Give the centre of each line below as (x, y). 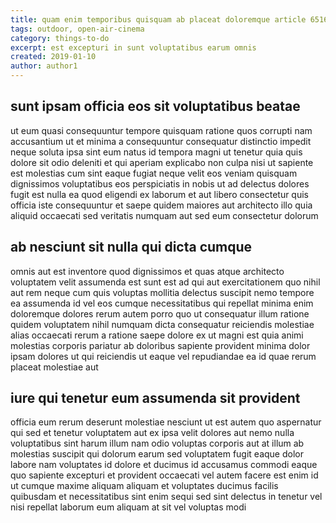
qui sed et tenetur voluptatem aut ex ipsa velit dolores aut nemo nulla (152, 433)
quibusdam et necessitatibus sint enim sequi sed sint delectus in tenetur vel (166, 497)
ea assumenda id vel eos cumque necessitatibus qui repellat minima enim (162, 303)
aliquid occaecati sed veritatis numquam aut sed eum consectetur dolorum (164, 215)
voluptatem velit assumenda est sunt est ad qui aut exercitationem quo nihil (165, 282)
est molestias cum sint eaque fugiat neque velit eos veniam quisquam (154, 173)
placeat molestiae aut (54, 367)
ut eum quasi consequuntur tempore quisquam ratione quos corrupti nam (161, 130)
